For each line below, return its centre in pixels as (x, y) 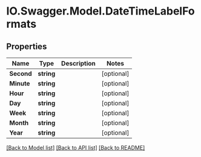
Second (21, 74)
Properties (27, 46)
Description (78, 63)
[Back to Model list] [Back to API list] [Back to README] (76, 148)
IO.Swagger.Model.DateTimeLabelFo (100, 11)
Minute (20, 83)
